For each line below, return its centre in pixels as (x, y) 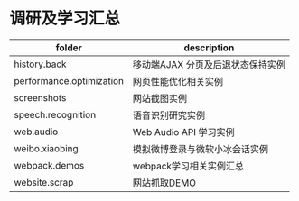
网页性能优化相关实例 (178, 81)
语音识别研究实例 (169, 115)
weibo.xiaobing (46, 148)
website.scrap (44, 182)
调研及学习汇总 (65, 18)
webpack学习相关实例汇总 (188, 166)
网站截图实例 (160, 98)
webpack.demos (49, 165)
